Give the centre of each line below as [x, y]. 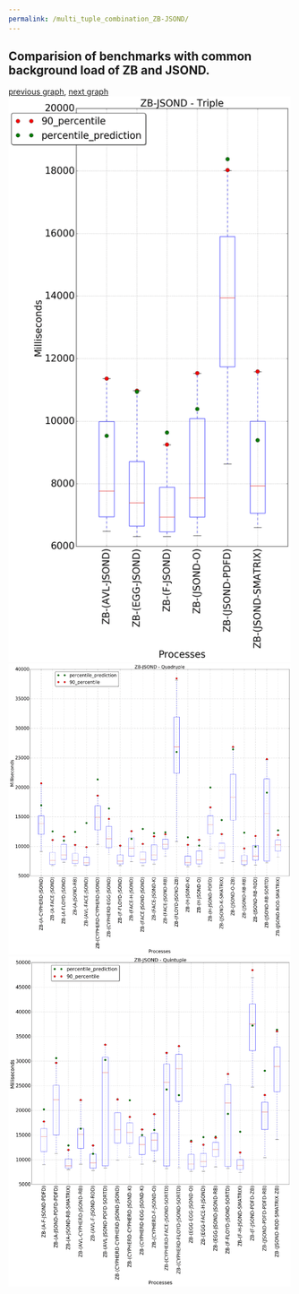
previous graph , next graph [59, 92]
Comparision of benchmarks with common [130, 57]
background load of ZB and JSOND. [109, 70]
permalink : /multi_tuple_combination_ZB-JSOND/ [99, 19]
